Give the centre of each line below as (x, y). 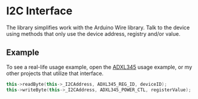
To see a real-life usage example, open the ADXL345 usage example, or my (99, 67)
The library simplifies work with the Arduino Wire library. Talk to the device (98, 27)
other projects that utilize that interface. (55, 73)
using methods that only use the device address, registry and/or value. (93, 33)
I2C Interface (39, 11)
